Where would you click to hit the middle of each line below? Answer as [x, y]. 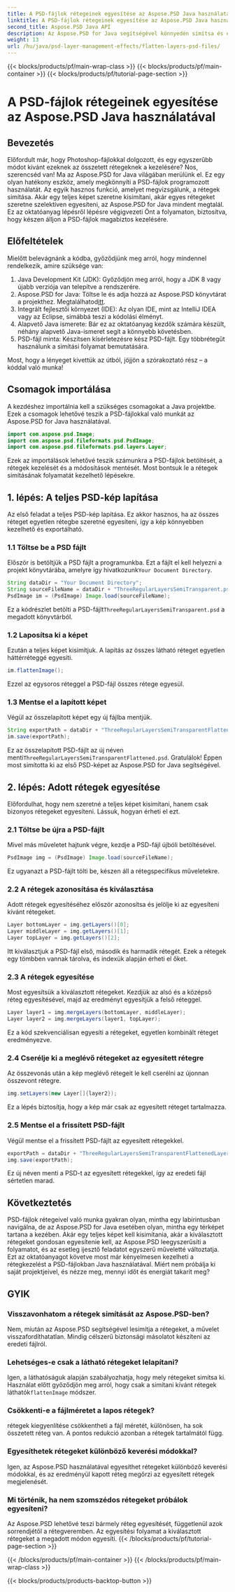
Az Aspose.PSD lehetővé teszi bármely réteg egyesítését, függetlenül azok [115, 1524]
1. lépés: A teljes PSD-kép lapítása [83, 498]
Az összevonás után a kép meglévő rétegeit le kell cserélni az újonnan [108, 1073]
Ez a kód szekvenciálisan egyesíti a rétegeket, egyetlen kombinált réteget [113, 1032]
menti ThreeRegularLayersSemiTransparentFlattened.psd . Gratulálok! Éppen [115, 757]
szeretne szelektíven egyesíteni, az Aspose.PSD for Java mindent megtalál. [116, 204]
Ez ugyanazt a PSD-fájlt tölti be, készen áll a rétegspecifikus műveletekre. [113, 871]
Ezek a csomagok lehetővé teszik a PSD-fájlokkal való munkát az [101, 414]
